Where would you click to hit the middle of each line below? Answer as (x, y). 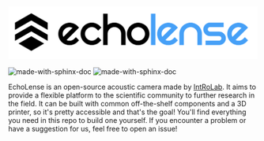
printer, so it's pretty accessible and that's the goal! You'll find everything (127, 112)
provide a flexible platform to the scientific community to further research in (132, 95)
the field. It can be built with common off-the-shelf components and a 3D (127, 103)
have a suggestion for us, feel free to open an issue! (93, 128)
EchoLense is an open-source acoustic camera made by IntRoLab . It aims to (132, 87)
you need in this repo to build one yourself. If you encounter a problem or (127, 120)
